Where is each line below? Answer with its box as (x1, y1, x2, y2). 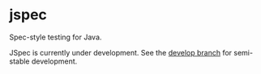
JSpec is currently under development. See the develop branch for (9, 47, 233, 57)
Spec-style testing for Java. (9, 32, 102, 42)
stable (9, 56, 31, 66)
